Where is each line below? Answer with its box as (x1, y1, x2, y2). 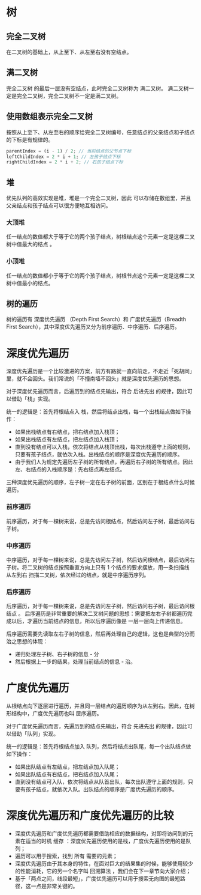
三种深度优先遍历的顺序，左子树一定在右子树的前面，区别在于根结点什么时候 (6, 479, 195, 486)
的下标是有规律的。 (6, 136, 54, 143)
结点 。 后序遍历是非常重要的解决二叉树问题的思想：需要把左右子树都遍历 (6, 610, 187, 617)
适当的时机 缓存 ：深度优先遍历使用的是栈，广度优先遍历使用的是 (25, 837, 186, 845)
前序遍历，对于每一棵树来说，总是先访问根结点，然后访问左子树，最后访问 (6, 517, 190, 524)
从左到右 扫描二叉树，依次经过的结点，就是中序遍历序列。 (6, 571, 150, 578)
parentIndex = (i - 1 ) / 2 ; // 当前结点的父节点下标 (6, 148, 132, 154)
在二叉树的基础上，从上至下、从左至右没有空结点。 (6, 49, 132, 55)
